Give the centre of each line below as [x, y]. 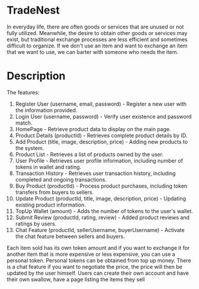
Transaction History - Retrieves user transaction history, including [95, 173]
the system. [30, 148]
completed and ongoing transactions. [61, 179]
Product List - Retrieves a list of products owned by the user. [89, 154]
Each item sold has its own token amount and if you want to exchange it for [98, 247]
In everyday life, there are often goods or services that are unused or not [95, 27]
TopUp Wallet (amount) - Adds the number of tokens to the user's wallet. [104, 211]
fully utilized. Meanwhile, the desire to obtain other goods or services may [97, 33]
